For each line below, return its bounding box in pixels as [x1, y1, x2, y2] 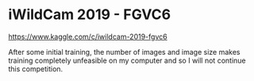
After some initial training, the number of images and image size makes [8, 47, 241, 56]
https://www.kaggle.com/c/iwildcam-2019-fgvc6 [8, 32, 168, 41]
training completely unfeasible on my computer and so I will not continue [8, 56, 246, 65]
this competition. [8, 64, 63, 73]
